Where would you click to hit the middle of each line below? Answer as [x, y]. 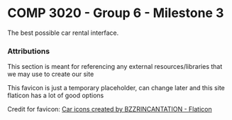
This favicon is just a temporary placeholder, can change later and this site [116, 88]
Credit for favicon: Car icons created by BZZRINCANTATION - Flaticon [110, 109]
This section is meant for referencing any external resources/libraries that [115, 67]
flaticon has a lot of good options [56, 96]
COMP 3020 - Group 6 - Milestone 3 [116, 13]
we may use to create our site [51, 74]
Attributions [29, 51]
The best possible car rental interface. [63, 33]
